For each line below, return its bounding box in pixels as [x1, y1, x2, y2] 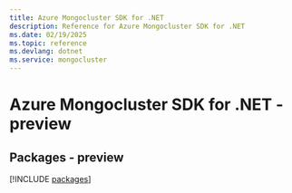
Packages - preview [9, 150, 124, 165]
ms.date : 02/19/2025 [9, 30, 88, 39]
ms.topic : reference [9, 38, 88, 48]
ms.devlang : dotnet [9, 47, 83, 56]
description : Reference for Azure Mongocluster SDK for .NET [9, 22, 246, 31]
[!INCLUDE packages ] [9, 174, 92, 184]
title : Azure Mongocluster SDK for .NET [9, 13, 165, 23]
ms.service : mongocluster [9, 55, 107, 64]
